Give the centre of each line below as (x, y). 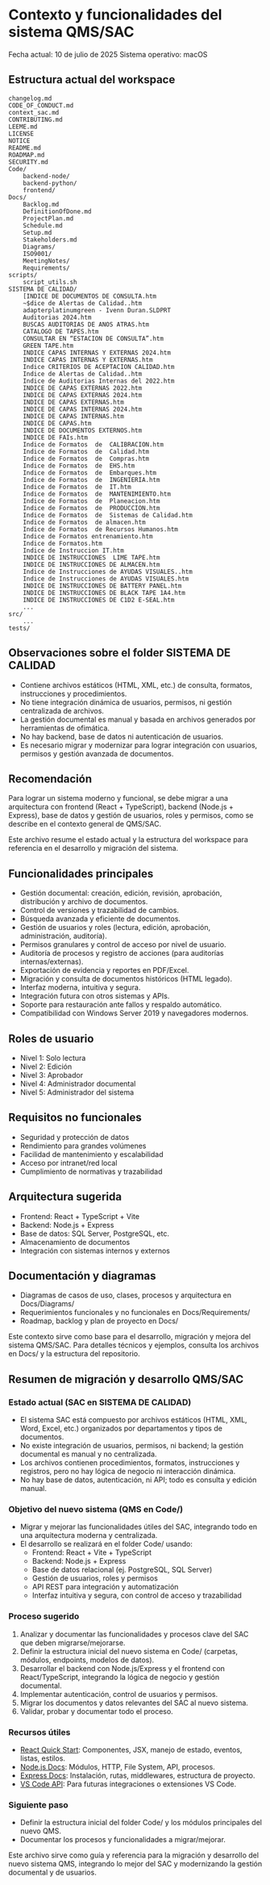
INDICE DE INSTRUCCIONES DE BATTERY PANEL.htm (102, 586)
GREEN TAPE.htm (48, 346)
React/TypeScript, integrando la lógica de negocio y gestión (120, 1677)
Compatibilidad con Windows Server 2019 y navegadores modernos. (134, 1013)
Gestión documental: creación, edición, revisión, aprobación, (121, 893)
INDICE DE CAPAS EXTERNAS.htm (74, 402)
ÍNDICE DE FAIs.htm (56, 438)
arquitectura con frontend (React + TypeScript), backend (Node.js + (121, 807)
